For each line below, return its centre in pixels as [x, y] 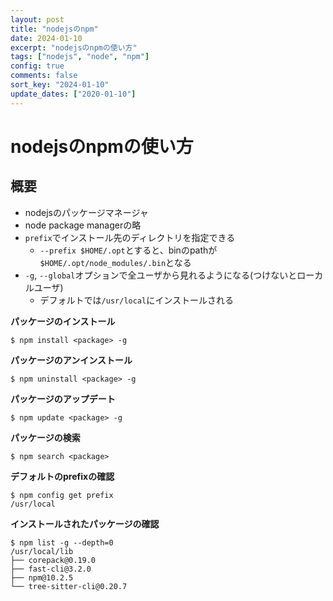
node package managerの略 [83, 225]
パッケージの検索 [45, 437]
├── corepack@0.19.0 [53, 560]
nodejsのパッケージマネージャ [86, 212]
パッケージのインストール [63, 321]
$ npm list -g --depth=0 [62, 542]
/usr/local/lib [42, 551]
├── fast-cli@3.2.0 [51, 569]
